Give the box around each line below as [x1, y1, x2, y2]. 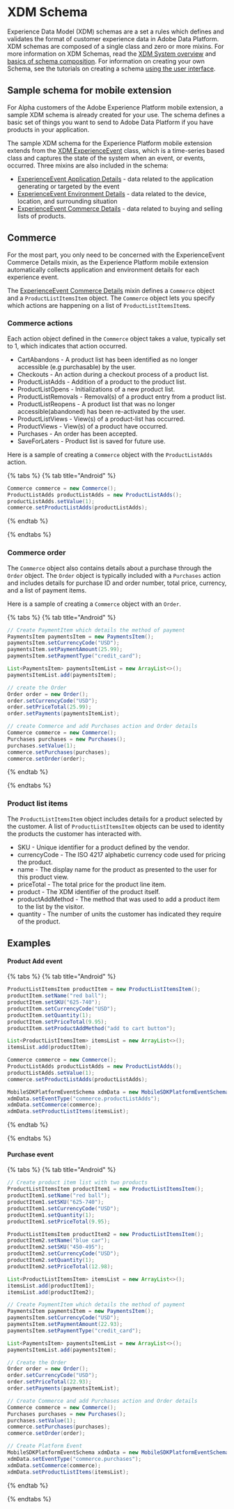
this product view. [17, 872, 69, 881]
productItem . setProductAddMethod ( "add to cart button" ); [7, 1025, 176, 1032]
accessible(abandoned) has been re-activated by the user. [17, 407, 186, 415]
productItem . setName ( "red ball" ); [7, 993, 108, 999]
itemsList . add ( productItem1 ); [7, 1282, 95, 1289]
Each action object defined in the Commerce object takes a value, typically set [7, 334, 226, 343]
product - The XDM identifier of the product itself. [17, 887, 160, 895]
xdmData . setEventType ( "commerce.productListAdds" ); [7, 1095, 160, 1102]
